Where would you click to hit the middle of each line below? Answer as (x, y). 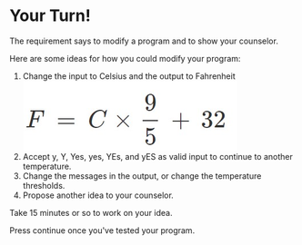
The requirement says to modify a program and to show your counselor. (144, 41)
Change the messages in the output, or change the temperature (142, 176)
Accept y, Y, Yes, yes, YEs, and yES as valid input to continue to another (158, 156)
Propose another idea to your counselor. (98, 195)
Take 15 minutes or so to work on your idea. (91, 212)
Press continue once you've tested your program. (102, 230)
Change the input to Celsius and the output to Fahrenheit (129, 76)
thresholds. (44, 185)
